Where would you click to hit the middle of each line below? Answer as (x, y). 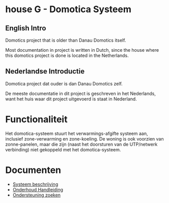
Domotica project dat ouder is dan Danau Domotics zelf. (64, 83)
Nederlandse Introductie (45, 71)
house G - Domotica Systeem (68, 9)
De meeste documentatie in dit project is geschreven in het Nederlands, (81, 93)
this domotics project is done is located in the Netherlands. (67, 55)
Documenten (33, 170)
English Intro (26, 28)
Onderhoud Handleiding (38, 189)
